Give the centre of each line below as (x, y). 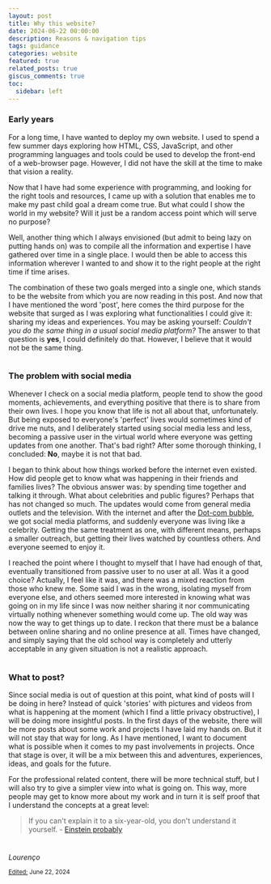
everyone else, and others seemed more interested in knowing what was (129, 597)
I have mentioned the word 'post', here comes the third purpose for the (127, 304)
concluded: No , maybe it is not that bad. (75, 453)
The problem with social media (70, 376)
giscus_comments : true (47, 76)
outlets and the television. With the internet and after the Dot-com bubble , (131, 512)
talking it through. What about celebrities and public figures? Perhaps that (131, 495)
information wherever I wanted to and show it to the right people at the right (135, 263)
